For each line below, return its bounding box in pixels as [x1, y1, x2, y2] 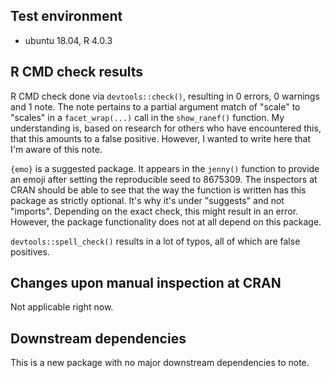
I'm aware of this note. [10, 143, 103, 155]
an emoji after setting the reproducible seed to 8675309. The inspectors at [10, 173, 318, 185]
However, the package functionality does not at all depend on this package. [10, 215, 322, 228]
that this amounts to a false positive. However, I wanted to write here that [10, 132, 311, 144]
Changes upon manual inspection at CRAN [10, 275, 282, 292]
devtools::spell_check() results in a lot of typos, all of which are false [10, 235, 301, 247]
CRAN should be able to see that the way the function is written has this [10, 184, 307, 196]
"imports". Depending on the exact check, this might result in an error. [10, 205, 299, 217]
